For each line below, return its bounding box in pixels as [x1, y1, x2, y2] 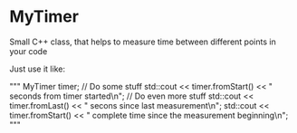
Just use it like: [9, 63, 66, 74]
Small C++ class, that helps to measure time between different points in [9, 36, 276, 47]
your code [9, 45, 48, 56]
